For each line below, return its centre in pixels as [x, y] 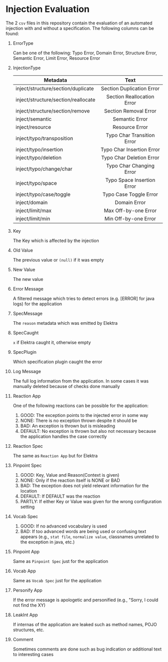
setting [27, 507]
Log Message [27, 371]
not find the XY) [29, 605]
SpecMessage [28, 313]
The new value [28, 279]
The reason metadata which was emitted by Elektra [65, 323]
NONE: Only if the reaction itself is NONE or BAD [70, 480]
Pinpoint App [26, 551]
